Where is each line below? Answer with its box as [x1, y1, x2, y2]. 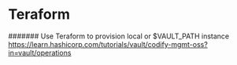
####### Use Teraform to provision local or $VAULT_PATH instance [8, 31, 230, 41]
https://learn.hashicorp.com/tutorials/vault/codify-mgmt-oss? [8, 39, 209, 49]
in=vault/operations [8, 48, 72, 57]
